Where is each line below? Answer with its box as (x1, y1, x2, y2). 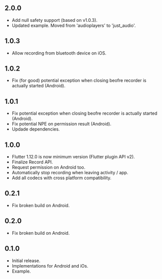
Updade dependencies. (11, 126, 60, 132)
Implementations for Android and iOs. (11, 263, 89, 269)
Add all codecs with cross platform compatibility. (11, 175, 112, 181)
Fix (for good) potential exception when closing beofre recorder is (11, 77, 147, 83)
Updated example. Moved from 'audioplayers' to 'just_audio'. (11, 22, 136, 28)
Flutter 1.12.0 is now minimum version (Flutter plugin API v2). (11, 154, 135, 160)
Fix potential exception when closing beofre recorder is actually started (11, 110, 158, 116)
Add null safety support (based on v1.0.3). (11, 17, 98, 23)
